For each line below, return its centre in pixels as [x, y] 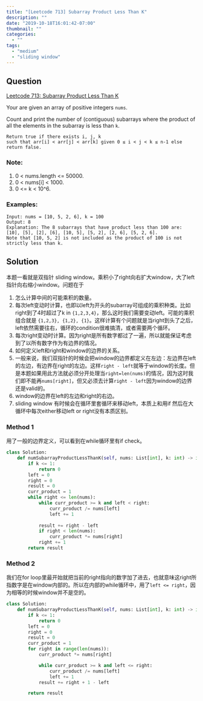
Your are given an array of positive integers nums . [67, 108]
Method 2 [21, 563]
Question [24, 81]
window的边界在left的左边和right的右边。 [66, 396]
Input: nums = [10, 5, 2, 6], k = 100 [55, 217]
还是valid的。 [31, 388]
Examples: [22, 204]
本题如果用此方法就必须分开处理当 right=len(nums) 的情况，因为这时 [104, 373]
